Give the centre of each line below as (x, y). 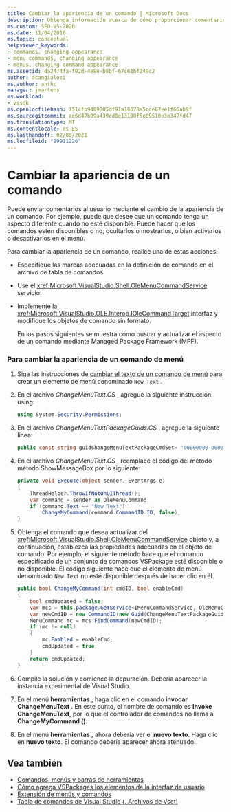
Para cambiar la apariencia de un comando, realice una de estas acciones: (113, 252)
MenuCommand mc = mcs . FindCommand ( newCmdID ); (96, 621)
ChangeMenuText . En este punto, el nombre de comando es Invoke (114, 706)
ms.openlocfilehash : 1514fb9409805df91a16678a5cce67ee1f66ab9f (100, 109)
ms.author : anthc (32, 84)
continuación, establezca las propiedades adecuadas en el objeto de (114, 547)
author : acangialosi (37, 77)
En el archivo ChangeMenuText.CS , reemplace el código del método (114, 461)
